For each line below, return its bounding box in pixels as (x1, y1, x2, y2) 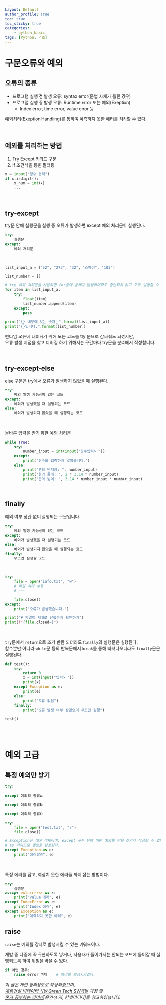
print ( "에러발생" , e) (14, 852, 54, 857)
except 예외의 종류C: (5, 811, 44, 816)
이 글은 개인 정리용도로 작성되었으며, (5, 982, 75, 988)
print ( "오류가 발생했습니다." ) (14, 607, 69, 612)
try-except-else (5, 364, 55, 372)
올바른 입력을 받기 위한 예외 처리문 (5, 430, 71, 436)
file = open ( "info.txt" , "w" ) (14, 579, 77, 584)
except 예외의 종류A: (5, 793, 44, 798)
